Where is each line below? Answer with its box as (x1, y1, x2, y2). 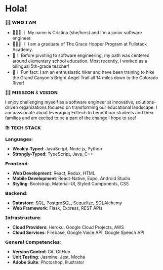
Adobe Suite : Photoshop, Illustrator (12, 259, 84, 265)
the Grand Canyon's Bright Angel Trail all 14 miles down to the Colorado (12, 75, 158, 81)
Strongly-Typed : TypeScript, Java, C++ (12, 151, 94, 157)
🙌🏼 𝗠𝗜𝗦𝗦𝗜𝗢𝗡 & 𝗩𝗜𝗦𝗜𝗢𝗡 (5, 90, 58, 95)
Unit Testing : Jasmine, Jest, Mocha (12, 254, 85, 260)
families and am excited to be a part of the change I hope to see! (5, 115, 137, 121)
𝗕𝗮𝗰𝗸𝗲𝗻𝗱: (5, 190, 28, 196)
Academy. (12, 46, 33, 52)
